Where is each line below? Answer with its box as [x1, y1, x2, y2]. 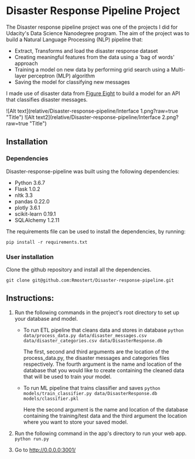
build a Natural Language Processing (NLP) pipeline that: [6, 36, 143, 43]
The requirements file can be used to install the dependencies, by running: [6, 227, 186, 235]
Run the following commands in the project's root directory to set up [14, 309, 180, 316]
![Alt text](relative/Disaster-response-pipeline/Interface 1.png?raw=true [6, 107, 179, 114]
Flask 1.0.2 [14, 185, 40, 192]
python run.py [14, 436, 49, 442]
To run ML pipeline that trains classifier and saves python [23, 384, 161, 391]
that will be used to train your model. [23, 373, 112, 380]
